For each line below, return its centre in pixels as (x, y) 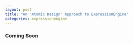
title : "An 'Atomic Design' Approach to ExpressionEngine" (67, 14)
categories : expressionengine (36, 19)
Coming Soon (22, 36)
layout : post (18, 10)
